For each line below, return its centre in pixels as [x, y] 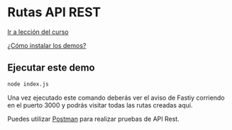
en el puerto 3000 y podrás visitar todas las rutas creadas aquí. [100, 105]
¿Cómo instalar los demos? [47, 45]
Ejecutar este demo [51, 68]
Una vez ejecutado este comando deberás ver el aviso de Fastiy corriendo [116, 97]
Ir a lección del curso [38, 32]
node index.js [28, 84]
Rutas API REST [54, 12]
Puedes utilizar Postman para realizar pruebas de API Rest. [93, 119]
